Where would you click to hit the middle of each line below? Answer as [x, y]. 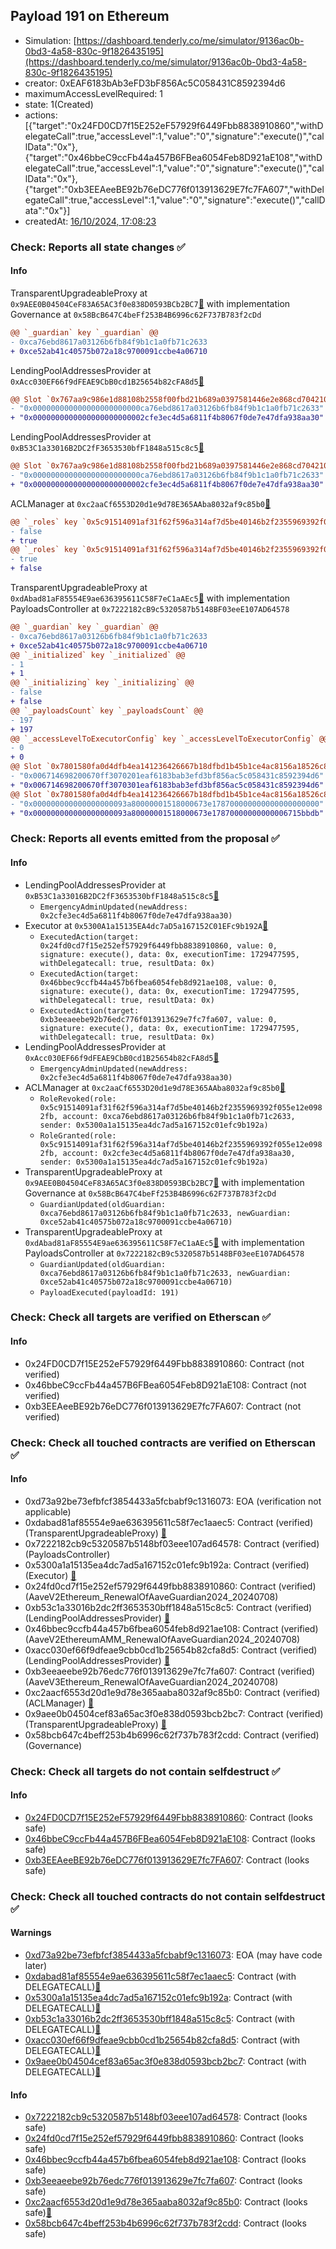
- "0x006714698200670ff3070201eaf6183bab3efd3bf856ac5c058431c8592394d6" [167, 776]
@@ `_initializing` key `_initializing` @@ [102, 683]
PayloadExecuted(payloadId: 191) [109, 1292]
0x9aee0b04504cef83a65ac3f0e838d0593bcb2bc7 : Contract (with [165, 2061]
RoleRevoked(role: [78, 1099]
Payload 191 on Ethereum [90, 16]
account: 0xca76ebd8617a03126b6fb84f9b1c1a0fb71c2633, [179, 1116]
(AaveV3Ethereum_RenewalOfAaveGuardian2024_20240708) [151, 1681]
